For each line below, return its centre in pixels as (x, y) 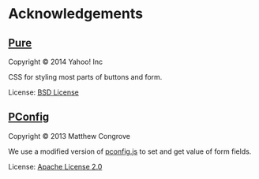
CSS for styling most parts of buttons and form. (85, 77)
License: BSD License (43, 92)
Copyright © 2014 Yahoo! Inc (56, 62)
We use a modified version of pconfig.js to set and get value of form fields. (130, 151)
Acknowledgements (76, 14)
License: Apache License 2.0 (55, 166)
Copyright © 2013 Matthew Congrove (69, 136)
